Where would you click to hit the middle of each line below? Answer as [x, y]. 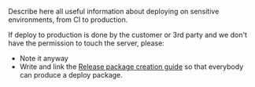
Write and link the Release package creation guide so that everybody [131, 67]
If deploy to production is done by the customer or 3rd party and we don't [128, 35]
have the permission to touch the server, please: [87, 43]
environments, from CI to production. [68, 20]
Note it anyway [44, 58]
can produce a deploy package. [71, 75]
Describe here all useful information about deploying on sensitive [114, 11]
